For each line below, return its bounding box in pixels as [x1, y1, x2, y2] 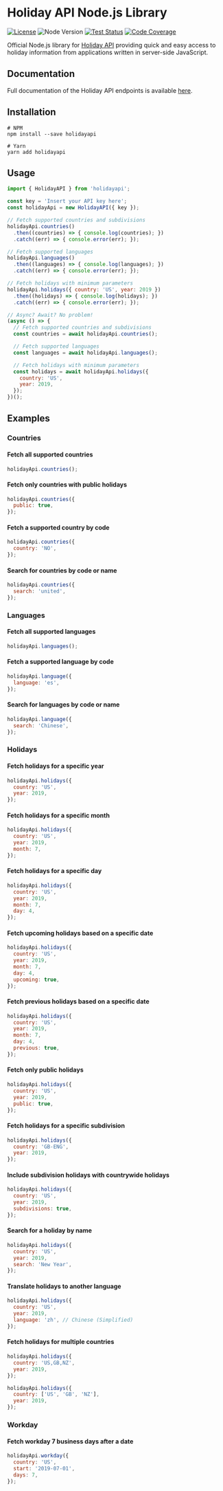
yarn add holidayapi [7, 148, 67, 155]
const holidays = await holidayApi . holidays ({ [13, 368, 149, 375]
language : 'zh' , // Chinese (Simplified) [13, 1316, 134, 1324]
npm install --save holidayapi [7, 131, 97, 137]
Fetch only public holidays [7, 1065, 84, 1074]
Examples [7, 412, 50, 424]
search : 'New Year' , [13, 1261, 72, 1268]
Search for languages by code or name [7, 700, 120, 709]
